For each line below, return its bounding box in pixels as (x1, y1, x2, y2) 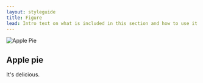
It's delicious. (6, 71, 40, 78)
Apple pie (6, 54, 44, 65)
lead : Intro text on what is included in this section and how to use (6, 20, 190, 26)
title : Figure (6, 15, 43, 21)
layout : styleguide (6, 9, 56, 15)
